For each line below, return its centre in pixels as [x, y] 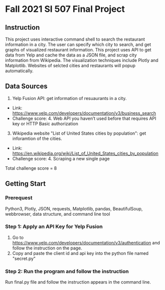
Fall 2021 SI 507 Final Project [65, 9]
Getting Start [25, 184]
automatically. [19, 71]
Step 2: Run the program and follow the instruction [67, 271]
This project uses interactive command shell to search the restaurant [75, 39]
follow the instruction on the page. [47, 248]
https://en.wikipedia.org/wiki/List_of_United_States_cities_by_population [85, 153]
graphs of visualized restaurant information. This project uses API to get [78, 50]
